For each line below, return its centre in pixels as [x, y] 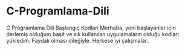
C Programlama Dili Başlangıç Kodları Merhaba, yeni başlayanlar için [91, 28]
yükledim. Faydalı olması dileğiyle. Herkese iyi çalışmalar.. [78, 40]
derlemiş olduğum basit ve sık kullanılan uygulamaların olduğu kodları [93, 34]
